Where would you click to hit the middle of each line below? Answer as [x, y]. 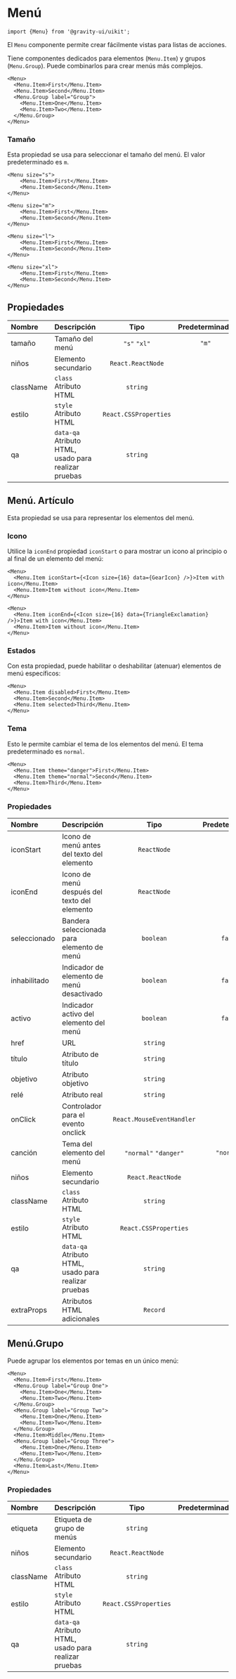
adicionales [81, 1319]
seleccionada [84, 930]
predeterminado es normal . [46, 751]
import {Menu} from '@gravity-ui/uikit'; [69, 32]
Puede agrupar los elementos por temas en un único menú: [93, 1361]
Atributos [77, 1302]
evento [73, 1124]
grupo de [70, 1529]
